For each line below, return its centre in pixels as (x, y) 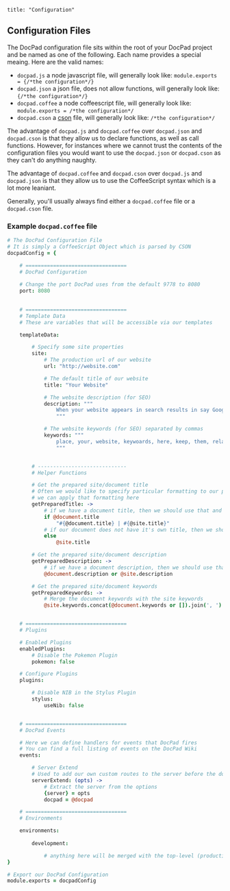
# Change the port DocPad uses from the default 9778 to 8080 (110, 284)
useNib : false (64, 705)
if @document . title (71, 517)
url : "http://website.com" (82, 367)
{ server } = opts (67, 793)
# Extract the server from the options (100, 787)
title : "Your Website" (76, 385)
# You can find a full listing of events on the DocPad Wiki (108, 749)
